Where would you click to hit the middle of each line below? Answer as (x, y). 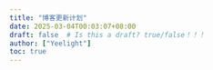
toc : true (28, 52)
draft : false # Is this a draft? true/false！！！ (107, 35)
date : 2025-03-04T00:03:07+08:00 (73, 26)
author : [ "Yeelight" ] (51, 43)
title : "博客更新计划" (48, 18)
